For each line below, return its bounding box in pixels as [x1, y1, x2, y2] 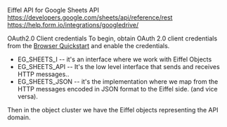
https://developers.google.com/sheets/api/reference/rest [7, 13, 173, 22]
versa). [17, 92, 39, 100]
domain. [7, 113, 31, 121]
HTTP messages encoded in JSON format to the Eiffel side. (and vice [17, 85, 218, 93]
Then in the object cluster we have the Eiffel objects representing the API [7, 106, 219, 114]
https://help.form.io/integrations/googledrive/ [7, 21, 139, 29]
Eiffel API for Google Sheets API [7, 6, 100, 14]
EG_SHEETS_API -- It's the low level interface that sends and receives [17, 63, 220, 70]
